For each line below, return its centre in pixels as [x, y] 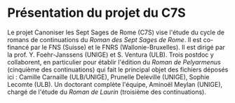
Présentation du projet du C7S [96, 13]
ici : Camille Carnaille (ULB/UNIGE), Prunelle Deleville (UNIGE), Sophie [108, 77]
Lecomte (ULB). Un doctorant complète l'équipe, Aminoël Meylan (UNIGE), [115, 84]
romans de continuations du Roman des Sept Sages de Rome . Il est [105, 39]
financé [18, 47]
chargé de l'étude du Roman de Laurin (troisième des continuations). [107, 92]
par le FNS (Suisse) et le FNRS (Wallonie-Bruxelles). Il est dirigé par [128, 47]
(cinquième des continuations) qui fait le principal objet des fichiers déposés [118, 69]
